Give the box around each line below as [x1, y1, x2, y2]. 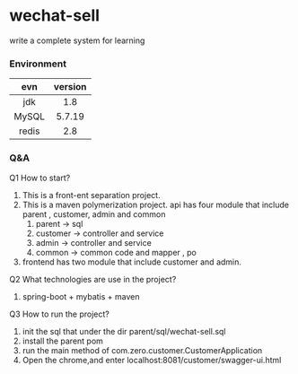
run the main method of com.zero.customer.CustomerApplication [22, 344, 263, 355]
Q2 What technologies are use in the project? [9, 274, 177, 284]
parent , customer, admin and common [22, 208, 166, 220]
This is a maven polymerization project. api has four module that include [22, 199, 290, 210]
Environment [9, 57, 67, 70]
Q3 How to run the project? [9, 309, 110, 319]
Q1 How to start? [9, 172, 71, 183]
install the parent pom [22, 335, 103, 346]
